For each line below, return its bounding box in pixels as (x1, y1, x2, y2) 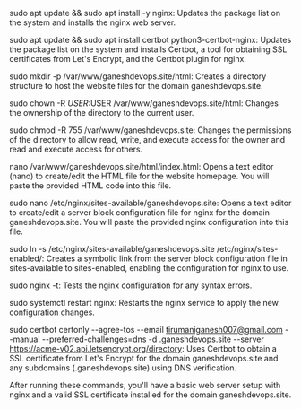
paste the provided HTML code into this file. (9, 180, 172, 191)
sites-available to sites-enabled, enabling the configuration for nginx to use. (9, 263, 289, 273)
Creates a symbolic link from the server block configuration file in (46, 253, 288, 264)
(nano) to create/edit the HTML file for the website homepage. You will (9, 170, 270, 181)
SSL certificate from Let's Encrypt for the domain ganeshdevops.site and (9, 353, 279, 363)
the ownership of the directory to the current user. (9, 108, 194, 117)
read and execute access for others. (9, 144, 143, 154)
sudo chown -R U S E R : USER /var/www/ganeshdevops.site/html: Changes (9, 98, 279, 109)
